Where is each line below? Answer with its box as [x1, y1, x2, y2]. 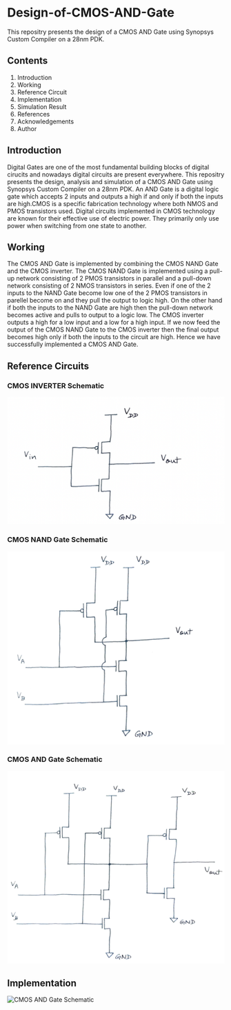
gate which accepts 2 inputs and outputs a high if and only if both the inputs [7, 192, 223, 201]
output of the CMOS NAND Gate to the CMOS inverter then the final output [7, 325, 219, 334]
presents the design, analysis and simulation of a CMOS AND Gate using [7, 177, 213, 185]
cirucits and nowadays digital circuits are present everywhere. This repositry [7, 170, 225, 179]
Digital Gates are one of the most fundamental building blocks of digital [7, 163, 210, 171]
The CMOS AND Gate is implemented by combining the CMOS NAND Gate [7, 260, 219, 268]
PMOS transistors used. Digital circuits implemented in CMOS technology [7, 207, 215, 215]
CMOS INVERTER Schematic [7, 381, 105, 390]
